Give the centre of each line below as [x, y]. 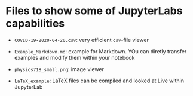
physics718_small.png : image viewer [59, 69]
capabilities [35, 23]
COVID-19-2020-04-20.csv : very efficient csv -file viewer [81, 40]
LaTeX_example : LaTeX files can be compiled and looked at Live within [99, 81]
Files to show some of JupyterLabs [94, 11]
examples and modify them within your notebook [74, 57]
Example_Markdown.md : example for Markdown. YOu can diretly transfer [100, 51]
